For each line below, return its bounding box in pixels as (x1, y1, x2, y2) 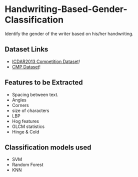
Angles (11, 96, 27, 103)
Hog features (11, 118, 39, 124)
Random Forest (11, 161, 43, 168)
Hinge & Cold (11, 128, 39, 134)
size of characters (11, 107, 49, 113)
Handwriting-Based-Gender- (4, 3, 128, 15)
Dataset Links (4, 45, 48, 53)
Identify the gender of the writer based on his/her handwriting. (4, 30, 133, 36)
